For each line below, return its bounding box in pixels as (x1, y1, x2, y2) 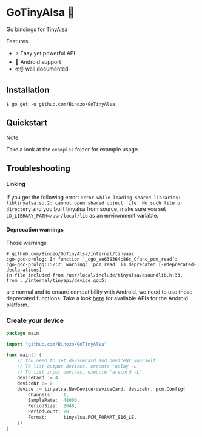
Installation (6, 85, 50, 95)
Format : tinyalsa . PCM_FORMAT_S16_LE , (28, 415, 137, 421)
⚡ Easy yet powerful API (15, 49, 76, 57)
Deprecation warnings (6, 225, 64, 233)
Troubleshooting (6, 163, 71, 173)
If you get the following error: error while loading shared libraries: (6, 194, 181, 201)
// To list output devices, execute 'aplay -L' (17, 363, 140, 370)
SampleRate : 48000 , (28, 397, 80, 404)
